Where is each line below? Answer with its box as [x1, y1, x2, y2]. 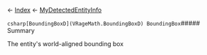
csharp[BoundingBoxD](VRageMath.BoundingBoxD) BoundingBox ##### [7, 19, 201, 27]
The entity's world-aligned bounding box [7, 40, 124, 47]
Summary [7, 27, 35, 34]
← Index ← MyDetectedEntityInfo [7, 6, 102, 14]
